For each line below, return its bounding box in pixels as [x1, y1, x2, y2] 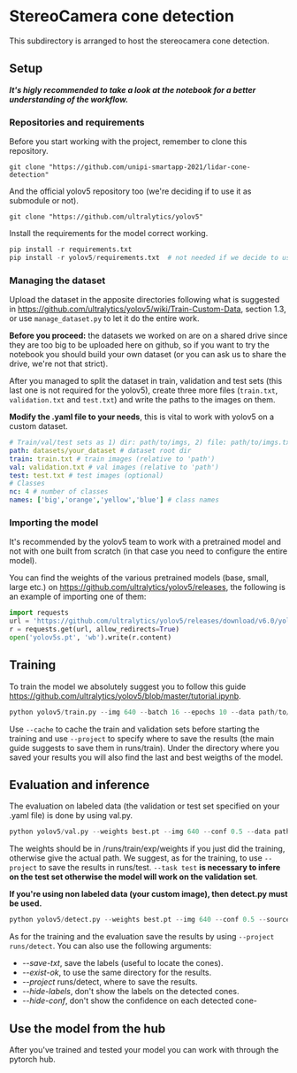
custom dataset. [9, 421, 68, 432]
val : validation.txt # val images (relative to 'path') [9, 463, 219, 471]
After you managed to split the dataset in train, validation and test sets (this [9, 376, 283, 387]
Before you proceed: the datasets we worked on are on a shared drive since [9, 330, 288, 341]
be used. [9, 898, 42, 908]
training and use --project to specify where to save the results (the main [9, 732, 275, 744]
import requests [9, 609, 69, 617]
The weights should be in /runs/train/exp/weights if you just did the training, [9, 843, 286, 855]
